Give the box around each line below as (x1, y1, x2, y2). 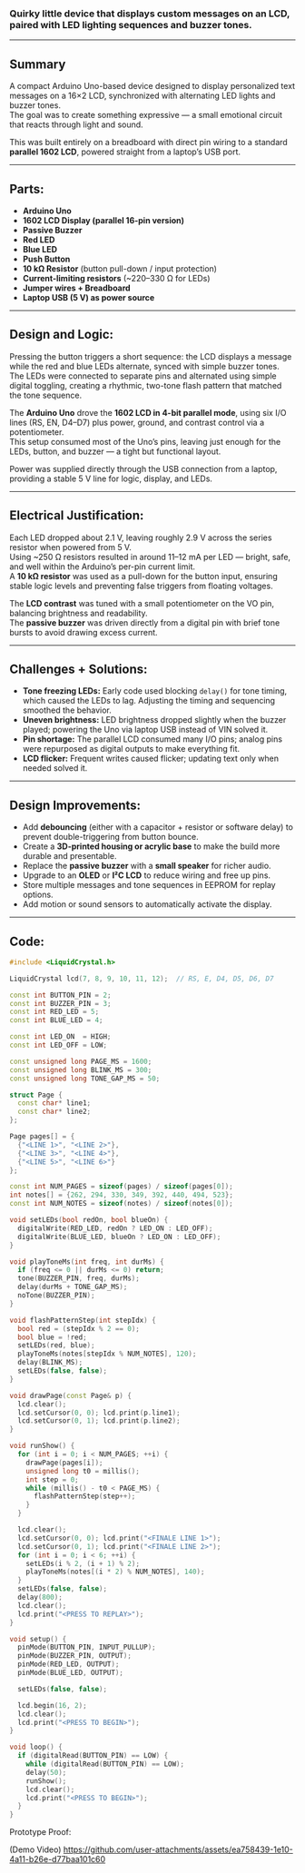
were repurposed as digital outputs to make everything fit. (22, 744, 241, 754)
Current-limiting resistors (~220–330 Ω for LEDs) (22, 272, 211, 283)
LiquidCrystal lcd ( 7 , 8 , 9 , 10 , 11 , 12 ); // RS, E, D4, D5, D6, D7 (9, 974, 274, 983)
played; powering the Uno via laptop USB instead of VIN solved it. (22, 725, 269, 735)
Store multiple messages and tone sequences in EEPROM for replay (22, 880, 276, 891)
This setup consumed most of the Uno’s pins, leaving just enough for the (9, 436, 281, 447)
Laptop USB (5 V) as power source (22, 291, 155, 302)
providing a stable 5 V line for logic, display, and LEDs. (9, 473, 213, 484)
